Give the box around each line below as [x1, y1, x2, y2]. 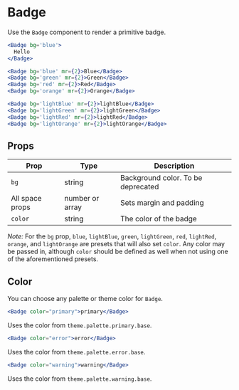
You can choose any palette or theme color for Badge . [7, 295, 164, 303]
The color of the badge [119, 214, 197, 224]
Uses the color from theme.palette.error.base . [7, 347, 146, 356]
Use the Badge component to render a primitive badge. [7, 28, 166, 36]
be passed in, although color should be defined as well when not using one [7, 247, 229, 256]
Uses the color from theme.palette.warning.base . [7, 374, 152, 383]
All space [11, 194, 42, 204]
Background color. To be [119, 173, 203, 183]
